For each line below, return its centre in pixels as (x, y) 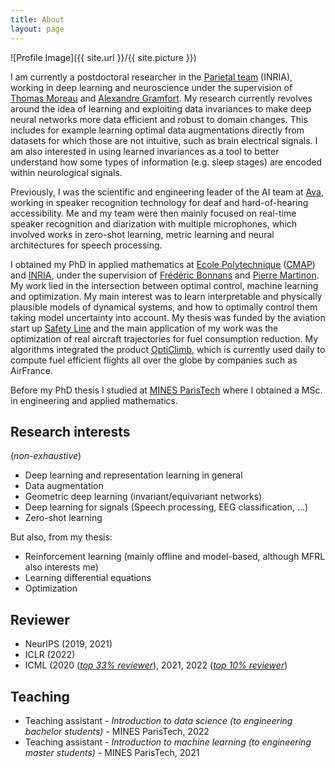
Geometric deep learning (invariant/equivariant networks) (143, 497)
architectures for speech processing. (86, 245)
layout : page (37, 29)
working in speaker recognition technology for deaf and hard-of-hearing (159, 202)
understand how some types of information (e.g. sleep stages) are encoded (166, 162)
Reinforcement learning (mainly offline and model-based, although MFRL (175, 557)
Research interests (70, 431)
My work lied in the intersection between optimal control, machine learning (164, 285)
